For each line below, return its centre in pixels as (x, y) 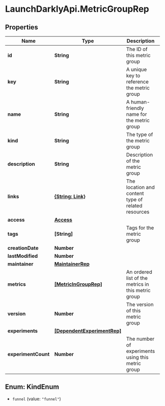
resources (138, 212)
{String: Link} (70, 196)
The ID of (137, 49)
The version (140, 304)
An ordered (139, 272)
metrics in (137, 284)
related (134, 206)
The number (140, 339)
